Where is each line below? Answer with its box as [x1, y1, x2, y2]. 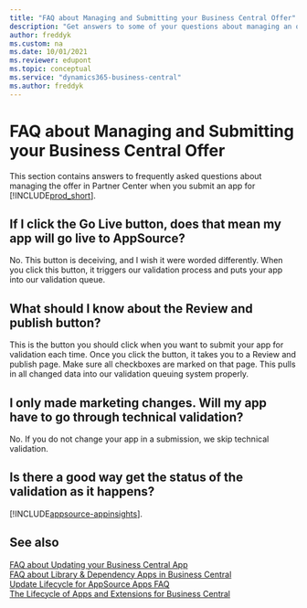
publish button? [9, 315, 101, 330]
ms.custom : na [9, 38, 64, 48]
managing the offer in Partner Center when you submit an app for [9, 180, 256, 191]
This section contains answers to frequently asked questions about [9, 170, 262, 181]
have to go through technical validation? [9, 409, 244, 425]
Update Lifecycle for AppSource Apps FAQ [9, 578, 170, 590]
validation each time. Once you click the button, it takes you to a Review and [9, 349, 297, 360]
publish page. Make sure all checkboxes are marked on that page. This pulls [9, 358, 296, 370]
